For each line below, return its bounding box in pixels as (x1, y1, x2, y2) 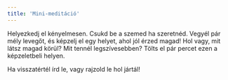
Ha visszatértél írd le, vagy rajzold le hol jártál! (7, 65, 140, 73)
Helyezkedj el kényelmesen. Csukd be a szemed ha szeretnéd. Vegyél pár (7, 29, 221, 38)
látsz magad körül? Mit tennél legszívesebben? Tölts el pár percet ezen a (7, 44, 217, 52)
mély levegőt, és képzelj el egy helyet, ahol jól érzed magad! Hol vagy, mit (7, 36, 221, 45)
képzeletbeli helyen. (7, 51, 65, 60)
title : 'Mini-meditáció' (7, 10, 80, 17)
